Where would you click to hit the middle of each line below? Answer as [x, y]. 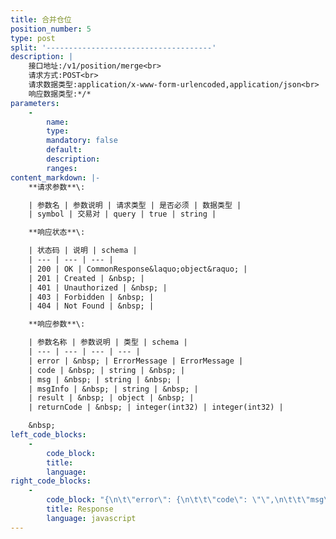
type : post [33, 38]
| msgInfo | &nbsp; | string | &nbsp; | [113, 389]
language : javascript [91, 518]
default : [64, 150]
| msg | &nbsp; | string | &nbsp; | [105, 379]
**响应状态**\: [57, 232]
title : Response [80, 509]
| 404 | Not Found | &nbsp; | [91, 306]
